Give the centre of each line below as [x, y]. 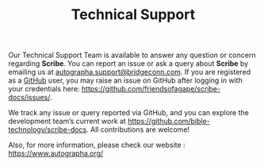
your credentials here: [44, 89]
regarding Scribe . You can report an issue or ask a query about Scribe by [128, 64]
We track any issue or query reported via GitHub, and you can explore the [129, 113]
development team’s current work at [67, 122]
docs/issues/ [29, 98]
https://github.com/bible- [169, 122]
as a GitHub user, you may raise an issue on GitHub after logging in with [126, 80]
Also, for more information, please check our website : [97, 145]
